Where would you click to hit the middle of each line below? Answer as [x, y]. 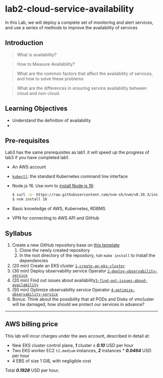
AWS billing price [32, 324]
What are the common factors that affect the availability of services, [85, 73]
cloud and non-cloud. [39, 93]
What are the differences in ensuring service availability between [82, 88]
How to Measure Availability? [46, 64]
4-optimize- [123, 290]
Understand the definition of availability [51, 120]
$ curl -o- [23, 195]
